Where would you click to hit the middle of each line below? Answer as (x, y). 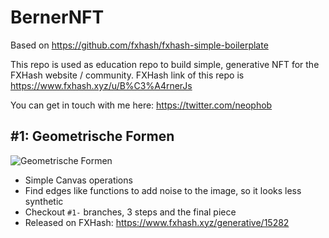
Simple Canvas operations (78, 180)
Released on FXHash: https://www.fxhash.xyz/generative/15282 (157, 222)
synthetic (44, 201)
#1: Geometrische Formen (92, 136)
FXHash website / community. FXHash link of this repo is (127, 75)
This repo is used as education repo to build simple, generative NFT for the (165, 64)
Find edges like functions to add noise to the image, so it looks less (163, 190)
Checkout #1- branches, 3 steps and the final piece (130, 212)
